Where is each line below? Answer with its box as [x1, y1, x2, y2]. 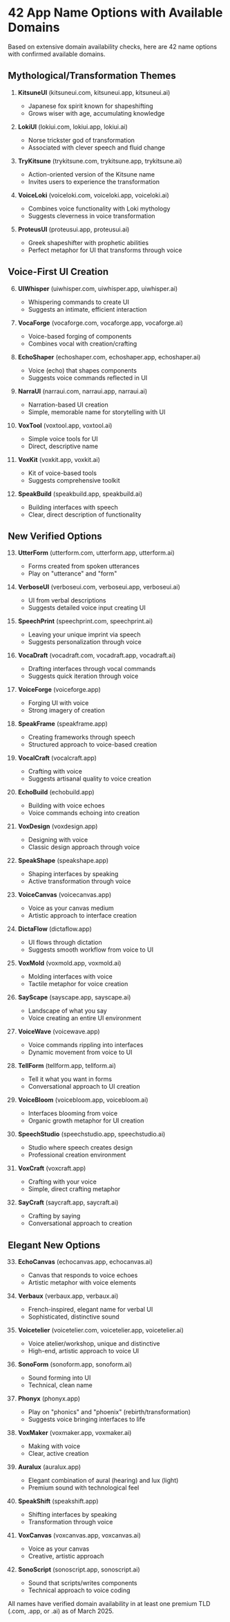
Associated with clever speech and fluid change [28, 143, 165, 152]
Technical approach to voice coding [28, 1586, 131, 1594]
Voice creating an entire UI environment [28, 1014, 142, 1022]
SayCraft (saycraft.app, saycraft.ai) [17, 1198, 119, 1206]
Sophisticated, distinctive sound [28, 1312, 119, 1321]
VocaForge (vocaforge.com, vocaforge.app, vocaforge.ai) [17, 319, 184, 327]
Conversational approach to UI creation [28, 1082, 140, 1091]
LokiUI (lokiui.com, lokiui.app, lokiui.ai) [17, 123, 128, 131]
